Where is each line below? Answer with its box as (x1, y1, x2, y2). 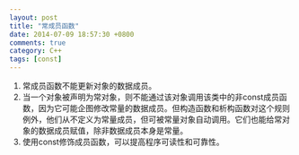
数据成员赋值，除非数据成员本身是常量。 (38, 125, 189, 135)
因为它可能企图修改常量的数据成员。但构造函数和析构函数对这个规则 (38, 103, 290, 113)
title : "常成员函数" (9, 22, 79, 30)
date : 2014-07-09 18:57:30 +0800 (9, 30, 135, 39)
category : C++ (9, 47, 63, 56)
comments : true (9, 38, 66, 47)
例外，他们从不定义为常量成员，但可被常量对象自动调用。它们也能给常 (22, 114, 283, 125)
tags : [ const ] (9, 55, 63, 64)
